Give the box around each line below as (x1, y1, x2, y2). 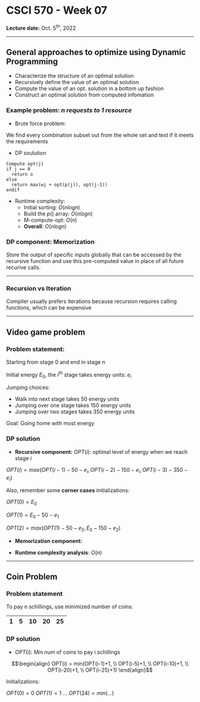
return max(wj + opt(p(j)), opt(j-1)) (11, 181, 108, 188)
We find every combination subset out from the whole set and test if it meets (6, 131, 194, 138)
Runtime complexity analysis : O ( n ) (14, 549, 102, 556)
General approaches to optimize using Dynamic (6, 47, 186, 57)
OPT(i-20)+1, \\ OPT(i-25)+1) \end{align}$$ (47, 666, 153, 673)
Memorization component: (14, 537, 83, 545)
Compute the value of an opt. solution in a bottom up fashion (14, 85, 164, 92)
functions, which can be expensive (6, 304, 92, 311)
